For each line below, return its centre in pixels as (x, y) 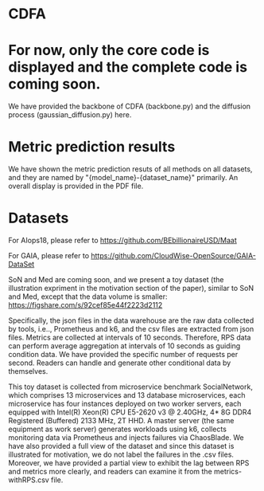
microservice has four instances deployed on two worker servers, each (125, 404)
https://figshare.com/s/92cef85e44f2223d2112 (85, 305)
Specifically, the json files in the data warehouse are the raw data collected (131, 320)
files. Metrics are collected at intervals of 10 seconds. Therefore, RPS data (130, 337)
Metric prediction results (92, 147)
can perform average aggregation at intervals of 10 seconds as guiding (124, 346)
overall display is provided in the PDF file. (76, 186)
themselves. (28, 371)
